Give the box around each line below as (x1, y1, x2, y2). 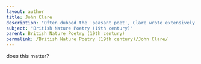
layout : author (6, 8, 45, 15)
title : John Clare (6, 14, 52, 20)
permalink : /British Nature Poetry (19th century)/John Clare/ (6, 36, 169, 42)
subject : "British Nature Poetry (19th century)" (6, 25, 134, 31)
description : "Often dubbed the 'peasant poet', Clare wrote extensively (6, 20, 196, 25)
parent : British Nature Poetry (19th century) (6, 31, 125, 37)
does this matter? (6, 53, 49, 59)
